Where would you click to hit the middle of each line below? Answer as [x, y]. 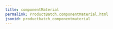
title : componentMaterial [32, 10]
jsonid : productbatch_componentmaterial [48, 19]
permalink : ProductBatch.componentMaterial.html [57, 14]
